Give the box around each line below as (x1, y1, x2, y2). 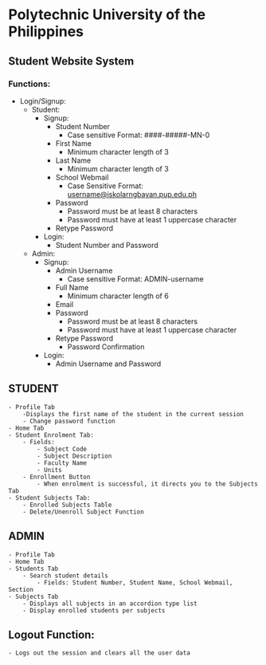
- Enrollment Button (22, 473, 91, 481)
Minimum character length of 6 (67, 291, 169, 301)
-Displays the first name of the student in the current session (22, 410, 244, 418)
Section (8, 585, 34, 593)
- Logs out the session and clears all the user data (8, 649, 191, 657)
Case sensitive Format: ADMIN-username (67, 273, 205, 284)
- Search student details (22, 572, 109, 580)
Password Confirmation (67, 341, 145, 352)
